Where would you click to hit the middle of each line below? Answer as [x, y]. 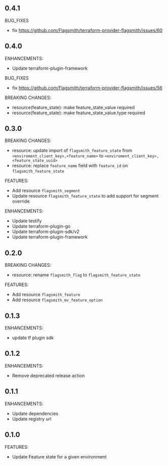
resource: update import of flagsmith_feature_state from [72, 151]
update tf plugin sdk [33, 338]
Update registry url [32, 418]
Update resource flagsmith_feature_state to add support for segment [85, 196]
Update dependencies [35, 413]
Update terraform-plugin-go [41, 226]
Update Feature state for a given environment [59, 456]
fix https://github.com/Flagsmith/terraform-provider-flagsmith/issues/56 [87, 87]
